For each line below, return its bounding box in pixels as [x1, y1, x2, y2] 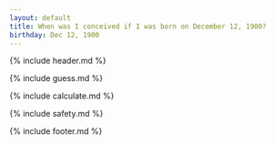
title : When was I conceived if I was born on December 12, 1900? [9, 22, 267, 31]
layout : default [9, 13, 71, 23]
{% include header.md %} [9, 56, 107, 67]
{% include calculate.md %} [9, 90, 115, 101]
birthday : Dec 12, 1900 [9, 30, 100, 39]
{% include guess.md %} [9, 73, 103, 84]
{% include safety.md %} [9, 108, 104, 119]
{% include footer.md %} [9, 126, 103, 137]
